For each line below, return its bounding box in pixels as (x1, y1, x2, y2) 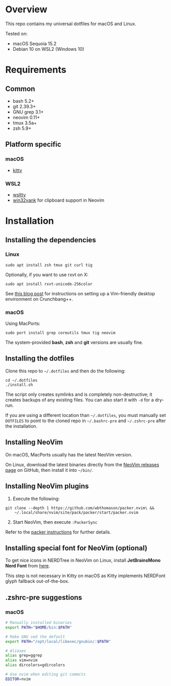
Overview (5, 4, 48, 15)
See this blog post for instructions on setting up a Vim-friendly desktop (5, 290, 155, 296)
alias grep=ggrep (5, 653, 42, 658)
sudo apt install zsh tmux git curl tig (5, 262, 93, 268)
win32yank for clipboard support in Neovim (12, 197, 105, 203)
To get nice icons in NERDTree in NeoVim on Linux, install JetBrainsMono (5, 557, 161, 563)
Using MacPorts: (5, 320, 41, 327)
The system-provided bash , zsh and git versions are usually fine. (5, 339, 143, 346)
